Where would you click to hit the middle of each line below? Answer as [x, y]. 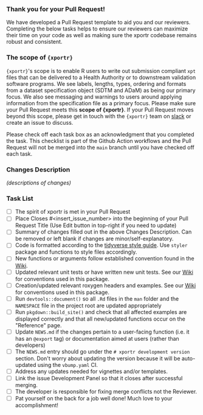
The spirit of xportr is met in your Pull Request [73, 212]
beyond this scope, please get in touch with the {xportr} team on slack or [99, 116]
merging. [26, 385]
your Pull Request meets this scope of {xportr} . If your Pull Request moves [100, 110]
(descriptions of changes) [39, 183]
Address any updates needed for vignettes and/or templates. [91, 371]
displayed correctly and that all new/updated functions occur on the [100, 319]
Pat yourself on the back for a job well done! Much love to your [94, 399]
